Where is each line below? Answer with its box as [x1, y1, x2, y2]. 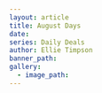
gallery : [9, 63, 42, 72]
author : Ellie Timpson [9, 46, 93, 55]
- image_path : [17, 71, 69, 80]
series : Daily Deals [9, 37, 86, 47]
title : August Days [9, 21, 82, 30]
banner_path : [9, 54, 58, 63]
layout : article [9, 12, 69, 22]
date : [9, 29, 29, 38]
